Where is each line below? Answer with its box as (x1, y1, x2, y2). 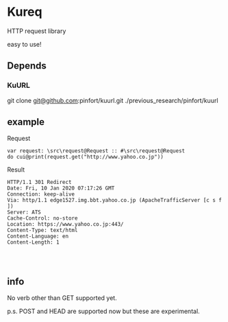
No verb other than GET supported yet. (7, 294, 118, 302)
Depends (7, 60, 47, 72)
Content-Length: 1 (7, 239, 60, 246)
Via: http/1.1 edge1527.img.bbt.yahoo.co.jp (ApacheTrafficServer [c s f (7, 197, 223, 204)
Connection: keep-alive (7, 191, 75, 198)
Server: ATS (7, 209, 41, 216)
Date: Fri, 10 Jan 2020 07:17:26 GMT (7, 185, 115, 192)
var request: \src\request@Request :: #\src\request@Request (7, 148, 186, 154)
